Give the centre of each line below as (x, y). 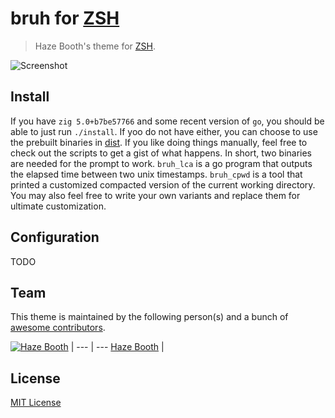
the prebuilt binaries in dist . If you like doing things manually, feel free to (159, 142)
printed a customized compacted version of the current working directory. (163, 184)
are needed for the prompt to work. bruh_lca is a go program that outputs (161, 163)
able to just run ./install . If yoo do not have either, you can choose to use (164, 131)
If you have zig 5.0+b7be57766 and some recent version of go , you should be (167, 121)
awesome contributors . (58, 328)
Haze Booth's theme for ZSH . (95, 46)
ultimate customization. (58, 206)
